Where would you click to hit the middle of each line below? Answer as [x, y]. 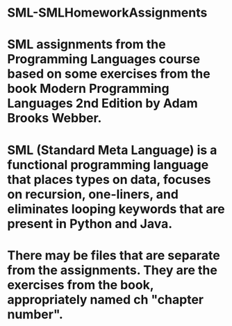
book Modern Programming [88, 89]
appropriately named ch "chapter [105, 299]
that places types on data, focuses [109, 179]
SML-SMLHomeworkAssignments [107, 13]
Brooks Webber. [55, 118]
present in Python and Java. [90, 224]
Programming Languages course [103, 59]
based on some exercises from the [109, 74]
